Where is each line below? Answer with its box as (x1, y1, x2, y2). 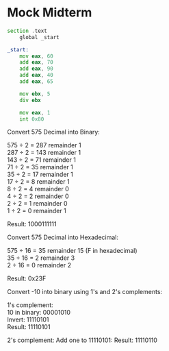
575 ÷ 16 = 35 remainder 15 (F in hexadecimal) (7, 247, 138, 255)
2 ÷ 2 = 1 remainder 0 (7, 199, 68, 208)
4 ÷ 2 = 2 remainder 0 (7, 192, 70, 200)
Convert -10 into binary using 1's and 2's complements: (7, 288, 163, 296)
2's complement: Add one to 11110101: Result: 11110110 (7, 336, 157, 344)
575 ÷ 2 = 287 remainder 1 (7, 141, 81, 149)
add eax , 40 (19, 72, 53, 79)
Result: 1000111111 (7, 220, 57, 228)
